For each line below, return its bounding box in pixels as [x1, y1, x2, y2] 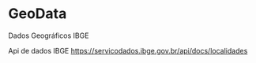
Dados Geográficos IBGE [8, 31, 89, 40]
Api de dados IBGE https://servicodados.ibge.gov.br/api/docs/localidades [8, 46, 248, 55]
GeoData [8, 5, 67, 23]
